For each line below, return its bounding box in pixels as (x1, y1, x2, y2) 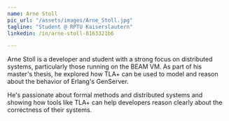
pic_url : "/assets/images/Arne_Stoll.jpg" (7, 17, 133, 24)
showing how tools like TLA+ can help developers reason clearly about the (7, 99, 223, 107)
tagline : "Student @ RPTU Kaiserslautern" (7, 23, 133, 30)
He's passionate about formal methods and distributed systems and (7, 91, 203, 99)
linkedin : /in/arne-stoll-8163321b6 (7, 29, 114, 37)
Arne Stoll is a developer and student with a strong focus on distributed (7, 55, 213, 64)
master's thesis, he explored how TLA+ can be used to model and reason (7, 70, 218, 78)
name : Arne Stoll (7, 10, 58, 17)
